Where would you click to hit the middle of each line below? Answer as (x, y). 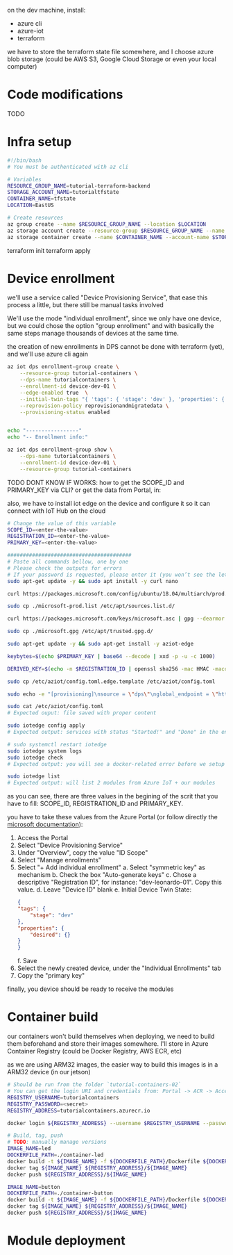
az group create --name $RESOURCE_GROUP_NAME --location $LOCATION (107, 224)
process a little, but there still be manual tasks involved (86, 305)
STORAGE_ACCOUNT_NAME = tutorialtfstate (63, 192)
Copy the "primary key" (51, 976)
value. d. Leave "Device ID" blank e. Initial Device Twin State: (104, 889)
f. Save (27, 961)
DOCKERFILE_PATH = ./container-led (55, 1155)
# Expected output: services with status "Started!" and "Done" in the (113, 732)
